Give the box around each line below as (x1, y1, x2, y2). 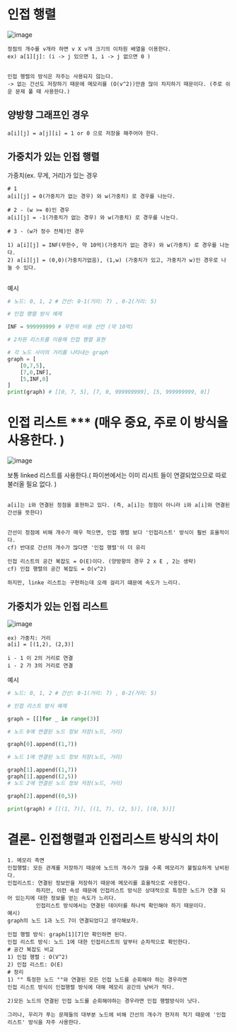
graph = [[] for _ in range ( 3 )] (7, 715, 100, 723)
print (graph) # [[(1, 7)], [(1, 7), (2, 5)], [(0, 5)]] (7, 805, 175, 813)
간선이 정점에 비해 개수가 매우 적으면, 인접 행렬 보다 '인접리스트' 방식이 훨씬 (7, 529, 207, 537)
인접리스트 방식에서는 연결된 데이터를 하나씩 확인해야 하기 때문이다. (35, 902, 207, 909)
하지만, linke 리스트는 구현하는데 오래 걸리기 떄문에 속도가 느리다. (7, 579, 181, 586)
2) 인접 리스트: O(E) (7, 961, 64, 968)
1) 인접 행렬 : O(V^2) (7, 953, 69, 960)
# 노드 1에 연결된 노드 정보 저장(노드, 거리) (7, 754, 123, 761)
